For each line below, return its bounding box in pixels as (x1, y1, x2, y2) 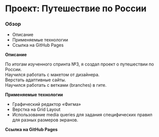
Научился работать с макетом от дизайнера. (5, 72, 100, 78)
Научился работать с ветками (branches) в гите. (5, 82, 107, 88)
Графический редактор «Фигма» (12, 102, 81, 107)
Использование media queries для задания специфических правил (12, 112, 153, 118)
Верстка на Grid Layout (12, 106, 61, 112)
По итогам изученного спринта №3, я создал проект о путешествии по (5, 61, 154, 67)
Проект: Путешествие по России (5, 3, 147, 14)
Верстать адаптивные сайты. (5, 77, 66, 83)
